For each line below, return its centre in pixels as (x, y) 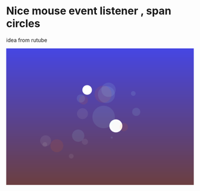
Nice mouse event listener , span (89, 11)
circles (23, 24)
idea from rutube (27, 40)
